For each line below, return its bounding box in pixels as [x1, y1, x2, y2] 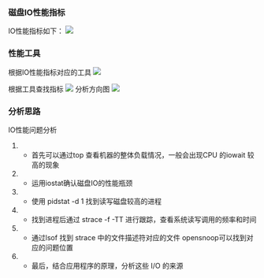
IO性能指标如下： [8, 26, 65, 36]
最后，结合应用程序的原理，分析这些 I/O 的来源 [31, 261, 184, 270]
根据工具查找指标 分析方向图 [8, 84, 110, 94]
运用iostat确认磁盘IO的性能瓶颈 [31, 178, 133, 187]
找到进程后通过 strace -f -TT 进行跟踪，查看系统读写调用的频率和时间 [31, 214, 257, 224]
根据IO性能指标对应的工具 [8, 67, 92, 76]
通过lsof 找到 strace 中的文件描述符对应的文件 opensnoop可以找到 [31, 232, 247, 242]
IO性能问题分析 [8, 124, 58, 135]
